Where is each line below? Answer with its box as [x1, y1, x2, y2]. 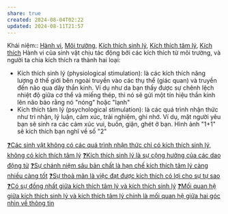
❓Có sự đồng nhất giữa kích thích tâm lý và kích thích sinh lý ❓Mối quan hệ [7, 182, 216, 190]
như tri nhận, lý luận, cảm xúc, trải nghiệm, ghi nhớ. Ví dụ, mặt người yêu [16, 113, 221, 121]
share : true [7, 10, 41, 17]
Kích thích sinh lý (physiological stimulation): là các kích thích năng [16, 69, 206, 77]
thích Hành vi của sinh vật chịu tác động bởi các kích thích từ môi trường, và [7, 49, 221, 57]
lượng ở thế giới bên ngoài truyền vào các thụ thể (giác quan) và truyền [16, 77, 217, 85]
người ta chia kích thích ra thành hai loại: [7, 56, 121, 64]
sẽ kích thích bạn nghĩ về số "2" [16, 127, 107, 135]
